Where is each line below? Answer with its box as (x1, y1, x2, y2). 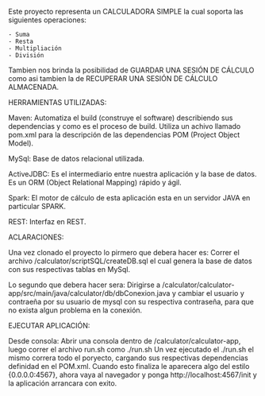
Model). (8, 138, 34, 148)
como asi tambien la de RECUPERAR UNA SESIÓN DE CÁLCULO (8, 74, 218, 83)
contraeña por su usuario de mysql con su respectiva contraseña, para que (8, 297, 254, 306)
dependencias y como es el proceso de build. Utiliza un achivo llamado (8, 122, 241, 130)
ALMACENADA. (8, 83, 60, 91)
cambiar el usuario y (177, 289, 244, 297)
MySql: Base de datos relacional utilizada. (8, 154, 145, 163)
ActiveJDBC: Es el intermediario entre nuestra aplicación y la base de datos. (8, 169, 257, 178)
